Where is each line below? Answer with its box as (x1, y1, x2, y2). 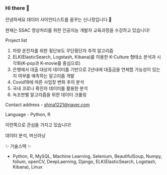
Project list (5, 37, 28, 43)
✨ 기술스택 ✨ (5, 143, 32, 149)
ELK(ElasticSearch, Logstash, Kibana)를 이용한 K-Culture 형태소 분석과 (12, 54, 156, 60)
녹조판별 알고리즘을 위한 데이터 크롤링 (12, 92, 87, 98)
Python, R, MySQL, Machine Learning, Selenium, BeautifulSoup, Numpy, (12, 153, 162, 159)
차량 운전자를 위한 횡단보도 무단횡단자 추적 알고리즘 (12, 48, 114, 54)
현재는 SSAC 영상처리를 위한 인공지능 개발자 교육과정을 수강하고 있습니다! (5, 27, 150, 33)
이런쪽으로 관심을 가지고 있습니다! (5, 122, 71, 128)
